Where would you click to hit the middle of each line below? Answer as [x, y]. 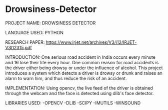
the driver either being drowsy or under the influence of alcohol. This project [84, 68]
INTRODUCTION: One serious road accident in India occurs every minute [80, 57]
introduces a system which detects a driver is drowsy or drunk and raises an [84, 73]
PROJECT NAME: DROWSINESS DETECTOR [50, 23]
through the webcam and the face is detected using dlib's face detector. [79, 93]
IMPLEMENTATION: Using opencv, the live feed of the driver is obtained [79, 88]
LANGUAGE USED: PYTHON [34, 32]
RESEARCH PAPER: [25, 42]
